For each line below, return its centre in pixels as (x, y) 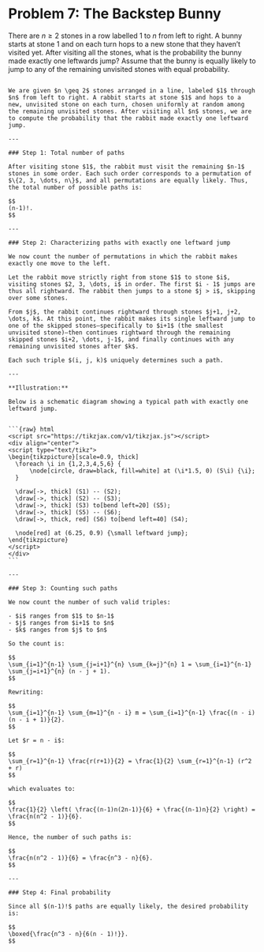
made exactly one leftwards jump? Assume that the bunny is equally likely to (132, 61)
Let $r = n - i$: (37, 740)
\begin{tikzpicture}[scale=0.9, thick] (74, 457)
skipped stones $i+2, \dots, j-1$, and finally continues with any (121, 339)
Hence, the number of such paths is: (70, 837)
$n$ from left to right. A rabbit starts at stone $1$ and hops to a (125, 97)
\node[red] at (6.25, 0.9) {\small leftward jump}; (102, 533)
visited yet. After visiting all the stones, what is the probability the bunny (125, 52)
